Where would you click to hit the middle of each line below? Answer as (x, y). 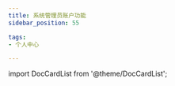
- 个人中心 (24, 44)
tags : (17, 37)
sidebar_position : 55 (44, 23)
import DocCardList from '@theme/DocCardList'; (88, 74)
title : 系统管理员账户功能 (48, 15)
